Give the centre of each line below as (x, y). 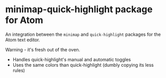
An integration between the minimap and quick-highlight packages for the (83, 34)
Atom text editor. (23, 40)
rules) (19, 70)
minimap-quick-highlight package (79, 9)
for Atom (24, 20)
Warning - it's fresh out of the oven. (43, 49)
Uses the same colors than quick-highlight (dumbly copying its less (83, 65)
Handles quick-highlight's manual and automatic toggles (72, 59)
